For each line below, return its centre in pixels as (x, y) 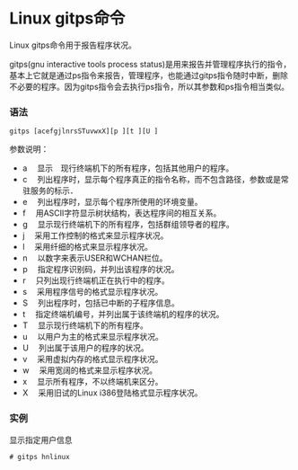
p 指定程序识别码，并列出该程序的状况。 (101, 270)
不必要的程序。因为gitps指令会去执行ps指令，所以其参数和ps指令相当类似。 (149, 86)
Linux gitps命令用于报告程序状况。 (73, 45)
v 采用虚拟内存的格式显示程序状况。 (92, 359)
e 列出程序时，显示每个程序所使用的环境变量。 (112, 202)
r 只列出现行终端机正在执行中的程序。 (96, 280)
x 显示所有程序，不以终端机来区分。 (92, 382)
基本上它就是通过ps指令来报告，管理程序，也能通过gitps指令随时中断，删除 (149, 75)
